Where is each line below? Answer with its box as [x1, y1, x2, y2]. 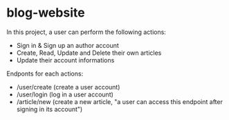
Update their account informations [16, 55, 115, 64]
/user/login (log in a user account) [16, 90, 113, 98]
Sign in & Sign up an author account [16, 41, 119, 49]
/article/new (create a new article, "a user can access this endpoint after [16, 97, 223, 105]
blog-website [6, 5, 85, 21]
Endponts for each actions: [6, 69, 84, 78]
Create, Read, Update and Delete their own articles [16, 49, 162, 57]
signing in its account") [16, 105, 83, 113]
